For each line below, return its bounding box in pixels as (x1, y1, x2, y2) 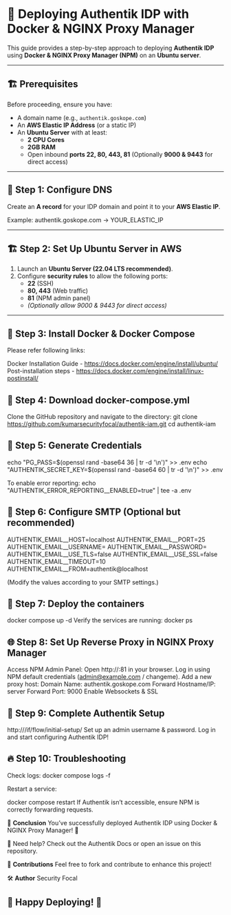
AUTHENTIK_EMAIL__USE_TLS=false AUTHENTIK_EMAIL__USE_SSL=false (7, 550, 218, 558)
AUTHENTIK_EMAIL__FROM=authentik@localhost (7, 564, 148, 573)
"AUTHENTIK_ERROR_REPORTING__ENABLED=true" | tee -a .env (7, 486, 192, 494)
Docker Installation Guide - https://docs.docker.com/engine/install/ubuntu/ (7, 360, 219, 368)
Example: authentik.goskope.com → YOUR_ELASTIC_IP (7, 215, 164, 224)
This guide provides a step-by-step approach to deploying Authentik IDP (7, 43, 214, 52)
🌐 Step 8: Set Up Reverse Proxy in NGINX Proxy (7, 636, 214, 648)
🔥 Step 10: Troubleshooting (7, 753, 126, 765)
